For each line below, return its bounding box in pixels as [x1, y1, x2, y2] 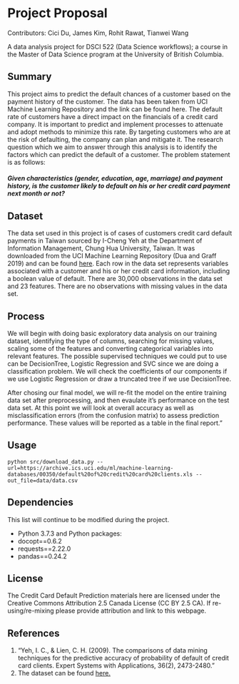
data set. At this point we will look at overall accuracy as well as [7, 403, 194, 412]
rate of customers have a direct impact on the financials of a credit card [7, 112, 218, 121]
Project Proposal [7, 5, 108, 21]
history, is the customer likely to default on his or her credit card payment [7, 182, 230, 190]
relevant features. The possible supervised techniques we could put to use [7, 352, 227, 360]
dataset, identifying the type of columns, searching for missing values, [7, 337, 215, 345]
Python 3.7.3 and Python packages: [17, 529, 123, 538]
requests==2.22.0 [17, 544, 71, 553]
